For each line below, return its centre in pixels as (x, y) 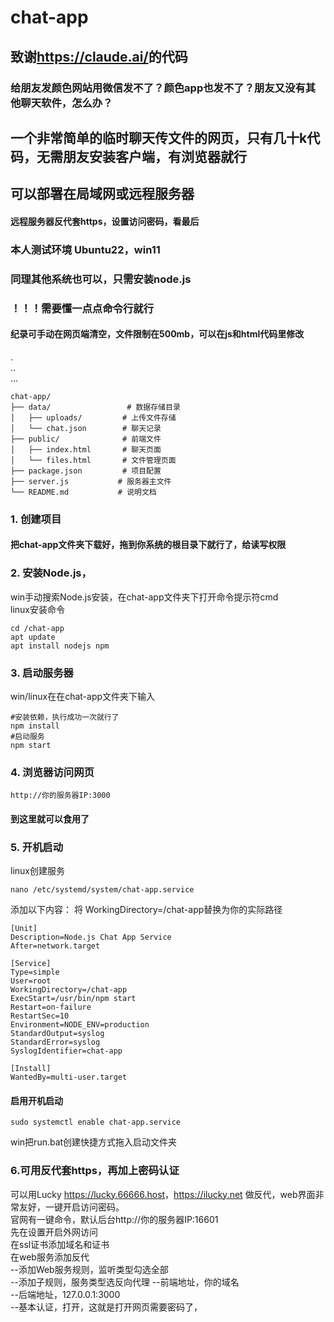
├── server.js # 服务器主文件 (91, 481)
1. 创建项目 (36, 519)
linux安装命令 (37, 609)
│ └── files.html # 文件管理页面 (93, 460)
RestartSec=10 (40, 1016)
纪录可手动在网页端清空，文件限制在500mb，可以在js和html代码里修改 (157, 334)
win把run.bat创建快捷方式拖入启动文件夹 (94, 1142)
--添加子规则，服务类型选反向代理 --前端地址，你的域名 (125, 1282)
